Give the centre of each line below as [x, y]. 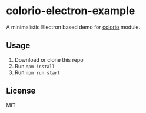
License [21, 91]
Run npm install [35, 66]
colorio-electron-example [71, 11]
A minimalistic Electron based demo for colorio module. [73, 27]
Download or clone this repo [49, 59]
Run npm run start [37, 72]
